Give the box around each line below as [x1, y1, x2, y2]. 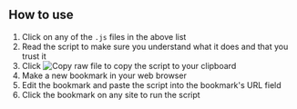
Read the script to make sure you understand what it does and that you [21, 41, 289, 52]
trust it [21, 50, 46, 62]
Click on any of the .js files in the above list [21, 31, 187, 42]
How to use [8, 7, 74, 23]
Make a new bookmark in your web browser [21, 70, 188, 81]
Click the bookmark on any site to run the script [21, 89, 201, 100]
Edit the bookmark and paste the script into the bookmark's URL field [21, 79, 282, 90]
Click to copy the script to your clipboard [21, 60, 237, 71]
